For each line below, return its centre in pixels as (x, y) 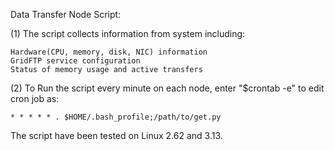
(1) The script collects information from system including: (128, 33)
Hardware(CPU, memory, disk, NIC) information (109, 52)
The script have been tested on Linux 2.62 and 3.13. (116, 135)
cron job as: (35, 98)
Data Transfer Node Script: (66, 14)
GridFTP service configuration (75, 61)
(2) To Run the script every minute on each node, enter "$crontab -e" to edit (167, 88)
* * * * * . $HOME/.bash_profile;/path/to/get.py (116, 117)
